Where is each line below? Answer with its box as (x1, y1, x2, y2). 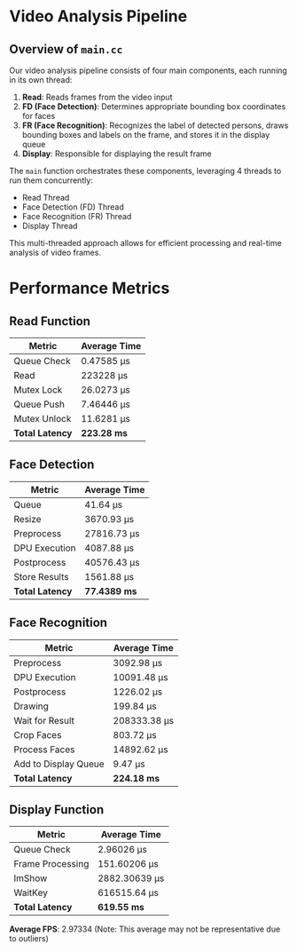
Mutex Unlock (13, 413, 72, 424)
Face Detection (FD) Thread (21, 202, 124, 212)
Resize (13, 512, 42, 525)
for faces (21, 111, 56, 121)
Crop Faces (13, 728, 62, 741)
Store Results (13, 570, 69, 583)
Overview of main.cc (9, 42, 123, 57)
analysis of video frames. (9, 247, 102, 258)
